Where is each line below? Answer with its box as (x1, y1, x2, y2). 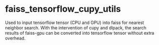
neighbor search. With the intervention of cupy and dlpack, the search (5, 24, 147, 30)
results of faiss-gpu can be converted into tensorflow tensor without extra (5, 30, 155, 36)
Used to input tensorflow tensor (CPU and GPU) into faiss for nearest (5, 20, 144, 25)
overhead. (5, 35, 26, 41)
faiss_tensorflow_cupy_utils (5, 3, 121, 15)
